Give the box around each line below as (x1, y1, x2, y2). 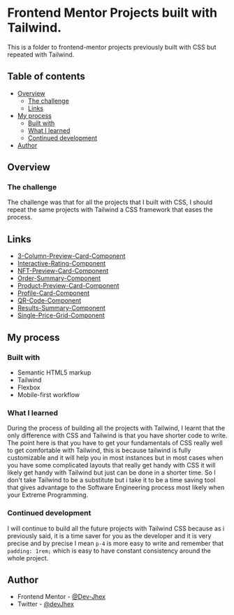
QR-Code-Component (17, 296, 82, 305)
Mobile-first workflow (17, 390, 80, 399)
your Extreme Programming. (7, 491, 89, 499)
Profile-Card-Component (17, 289, 90, 298)
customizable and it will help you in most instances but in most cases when (7, 454, 224, 462)
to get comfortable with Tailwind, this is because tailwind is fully (7, 446, 191, 455)
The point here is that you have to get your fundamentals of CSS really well (7, 439, 224, 447)
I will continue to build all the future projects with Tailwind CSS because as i (7, 524, 225, 533)
